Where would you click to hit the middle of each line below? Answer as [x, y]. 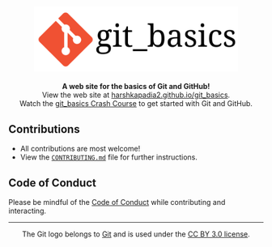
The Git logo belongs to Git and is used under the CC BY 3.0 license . [136, 234]
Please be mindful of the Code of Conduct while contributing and [117, 202]
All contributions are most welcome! [80, 149]
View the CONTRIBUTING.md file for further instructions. [109, 157]
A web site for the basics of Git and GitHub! [136, 87]
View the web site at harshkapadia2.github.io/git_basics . [136, 95]
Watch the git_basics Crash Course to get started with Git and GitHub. [136, 104]
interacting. [28, 211]
